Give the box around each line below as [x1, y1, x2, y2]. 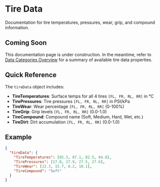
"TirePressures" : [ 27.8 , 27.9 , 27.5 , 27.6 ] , [14, 159, 105, 164]
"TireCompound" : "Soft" [14, 169, 62, 173]
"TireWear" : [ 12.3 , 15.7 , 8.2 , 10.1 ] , [14, 164, 92, 169]
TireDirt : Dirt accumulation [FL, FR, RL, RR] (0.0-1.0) [12, 119, 120, 125]
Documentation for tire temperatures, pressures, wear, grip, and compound [5, 19, 155, 25]
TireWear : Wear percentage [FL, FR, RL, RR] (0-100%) [12, 103, 125, 109]
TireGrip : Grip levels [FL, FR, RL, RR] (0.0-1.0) [12, 108, 107, 115]
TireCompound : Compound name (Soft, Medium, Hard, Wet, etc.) [12, 114, 144, 119]
